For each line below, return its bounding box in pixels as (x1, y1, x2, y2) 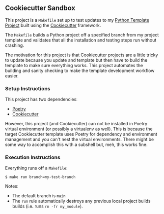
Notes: (5, 183, 19, 189)
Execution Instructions (5, 154, 60, 161)
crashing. (5, 42, 25, 48)
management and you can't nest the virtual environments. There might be (5, 137, 154, 143)
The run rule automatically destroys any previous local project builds (12, 198, 151, 204)
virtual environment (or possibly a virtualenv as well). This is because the (5, 126, 153, 132)
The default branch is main (12, 193, 66, 199)
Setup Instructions (5, 85, 51, 92)
